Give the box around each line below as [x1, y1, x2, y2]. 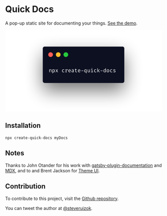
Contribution [5, 182, 46, 191]
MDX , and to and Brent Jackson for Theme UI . [5, 167, 100, 173]
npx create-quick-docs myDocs [5, 135, 68, 141]
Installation [5, 121, 41, 130]
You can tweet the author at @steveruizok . [5, 205, 93, 211]
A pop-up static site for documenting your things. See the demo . [5, 20, 138, 26]
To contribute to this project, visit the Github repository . [5, 195, 119, 201]
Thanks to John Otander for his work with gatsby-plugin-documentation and [5, 162, 162, 168]
